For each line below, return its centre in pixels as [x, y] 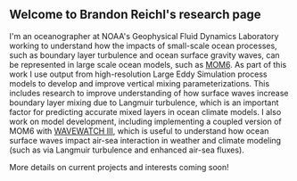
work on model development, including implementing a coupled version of [146, 121]
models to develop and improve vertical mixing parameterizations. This [140, 83]
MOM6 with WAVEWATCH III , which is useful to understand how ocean [139, 131]
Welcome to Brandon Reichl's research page [135, 15]
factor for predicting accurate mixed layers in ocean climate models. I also [145, 111]
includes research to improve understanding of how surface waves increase [149, 93]
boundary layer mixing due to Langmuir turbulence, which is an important [144, 103]
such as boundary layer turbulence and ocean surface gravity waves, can [144, 55]
